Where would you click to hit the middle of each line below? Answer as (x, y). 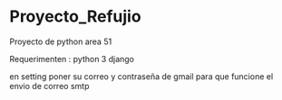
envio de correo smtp (49, 86)
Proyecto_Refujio (76, 17)
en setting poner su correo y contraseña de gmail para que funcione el (141, 76)
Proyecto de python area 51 (61, 41)
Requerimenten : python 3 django (72, 59)
